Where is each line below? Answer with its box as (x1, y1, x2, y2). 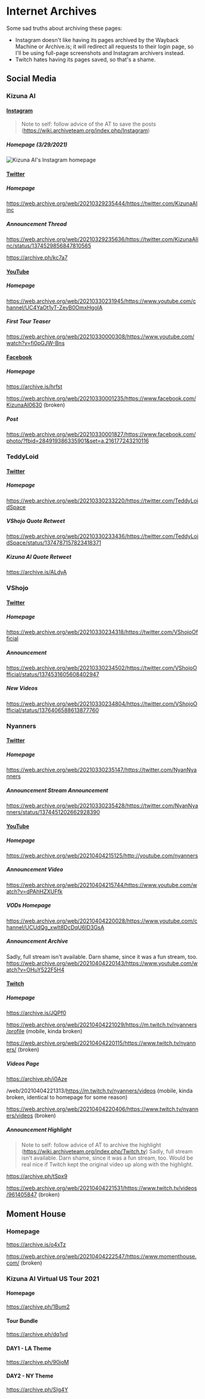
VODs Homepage (6, 902, 51, 909)
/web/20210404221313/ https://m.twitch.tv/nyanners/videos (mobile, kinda (6, 1087, 193, 1094)
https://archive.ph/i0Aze (6, 1075, 68, 1083)
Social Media (6, 73, 57, 84)
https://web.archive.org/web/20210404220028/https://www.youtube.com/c (6, 917, 198, 925)
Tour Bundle (6, 1317, 38, 1325)
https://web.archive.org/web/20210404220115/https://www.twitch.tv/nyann (6, 1039, 196, 1047)
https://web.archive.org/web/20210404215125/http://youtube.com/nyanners (6, 852, 198, 859)
